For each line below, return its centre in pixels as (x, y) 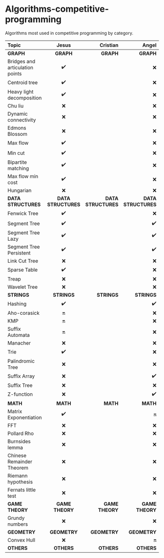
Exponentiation (25, 417)
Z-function (20, 394)
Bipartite (17, 162)
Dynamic (18, 114)
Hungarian (20, 190)
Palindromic (21, 361)
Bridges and (21, 61)
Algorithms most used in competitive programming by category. (69, 33)
